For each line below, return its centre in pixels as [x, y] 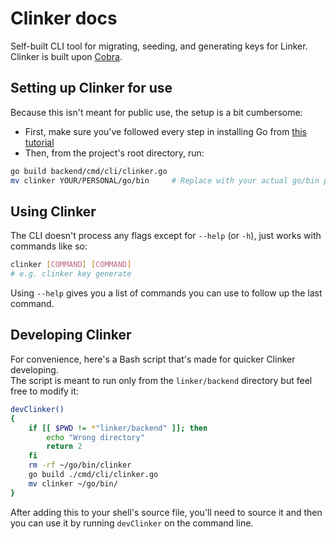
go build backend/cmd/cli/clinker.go [89, 171]
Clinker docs [64, 18]
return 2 [64, 447]
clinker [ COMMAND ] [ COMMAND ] [71, 265]
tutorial [39, 142]
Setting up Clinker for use [91, 88]
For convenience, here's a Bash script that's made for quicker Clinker [153, 359]
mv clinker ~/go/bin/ [73, 483]
